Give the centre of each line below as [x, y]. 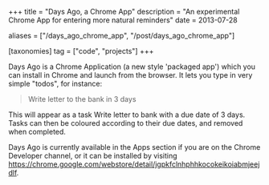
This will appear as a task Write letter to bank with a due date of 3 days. [127, 115]
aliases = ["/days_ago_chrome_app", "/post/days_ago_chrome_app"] [122, 36]
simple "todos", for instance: [55, 84]
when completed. [37, 132]
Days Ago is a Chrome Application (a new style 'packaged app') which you [132, 66]
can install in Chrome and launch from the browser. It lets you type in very [130, 75]
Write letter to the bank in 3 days [82, 99]
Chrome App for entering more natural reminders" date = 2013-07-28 [123, 20]
